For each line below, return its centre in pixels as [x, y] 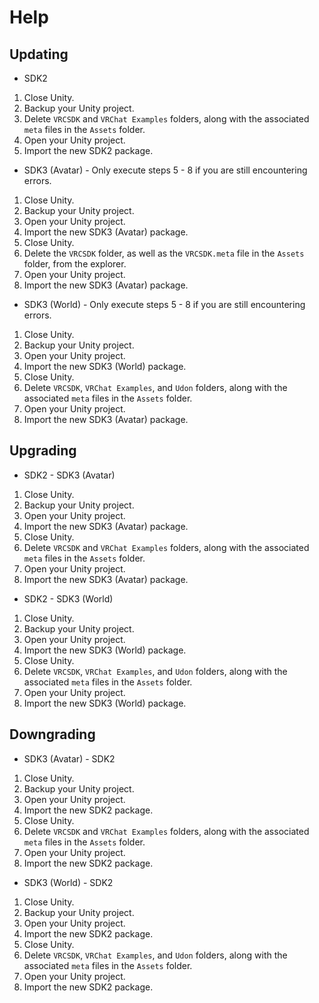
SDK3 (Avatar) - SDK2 [69, 758]
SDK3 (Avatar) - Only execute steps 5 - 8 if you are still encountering [165, 170]
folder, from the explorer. [75, 264]
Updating [39, 54]
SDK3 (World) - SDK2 [68, 882]
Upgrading [43, 451]
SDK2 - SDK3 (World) [68, 598]
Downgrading [52, 734]
